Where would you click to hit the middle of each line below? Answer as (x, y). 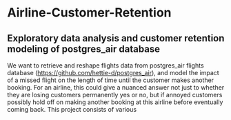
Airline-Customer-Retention (89, 13)
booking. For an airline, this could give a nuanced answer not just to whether (116, 87)
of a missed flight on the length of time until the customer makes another (111, 80)
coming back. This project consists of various (72, 109)
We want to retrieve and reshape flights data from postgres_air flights (106, 66)
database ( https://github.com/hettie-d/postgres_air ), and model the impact (113, 73)
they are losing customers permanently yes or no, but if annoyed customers (115, 95)
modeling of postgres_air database (84, 49)
